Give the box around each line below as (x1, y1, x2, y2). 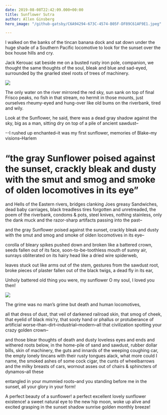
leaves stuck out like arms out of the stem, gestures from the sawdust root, (5, 262, 160, 268)
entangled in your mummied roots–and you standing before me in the (5, 378, 147, 384)
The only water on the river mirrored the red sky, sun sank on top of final (5, 89, 155, 95)
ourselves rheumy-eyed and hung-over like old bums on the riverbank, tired (5, 100, 161, 106)
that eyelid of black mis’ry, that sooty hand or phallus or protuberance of (5, 316, 154, 322)
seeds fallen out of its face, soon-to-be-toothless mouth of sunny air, (5, 247, 147, 253)
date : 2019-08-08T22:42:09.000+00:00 (5, 7, 84, 12)
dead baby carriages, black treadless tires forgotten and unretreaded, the (5, 206, 156, 212)
